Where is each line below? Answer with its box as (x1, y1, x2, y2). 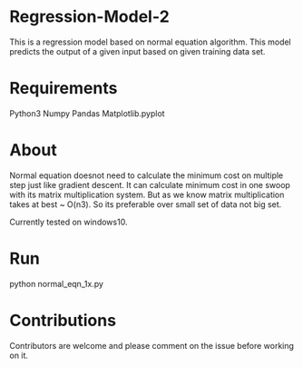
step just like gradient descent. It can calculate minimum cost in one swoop (9, 179, 290, 190)
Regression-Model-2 (9, 6, 170, 27)
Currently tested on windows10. (9, 216, 128, 227)
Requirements (9, 78, 118, 99)
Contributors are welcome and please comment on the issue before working (9, 340, 295, 351)
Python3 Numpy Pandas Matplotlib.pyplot (9, 107, 165, 119)
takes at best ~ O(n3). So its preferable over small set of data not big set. (9, 198, 282, 210)
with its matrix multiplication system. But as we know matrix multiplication (9, 189, 285, 200)
